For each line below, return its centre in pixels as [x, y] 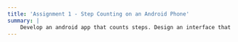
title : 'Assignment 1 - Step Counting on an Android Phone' [99, 14]
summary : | [24, 21]
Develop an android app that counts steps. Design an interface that [126, 27]
